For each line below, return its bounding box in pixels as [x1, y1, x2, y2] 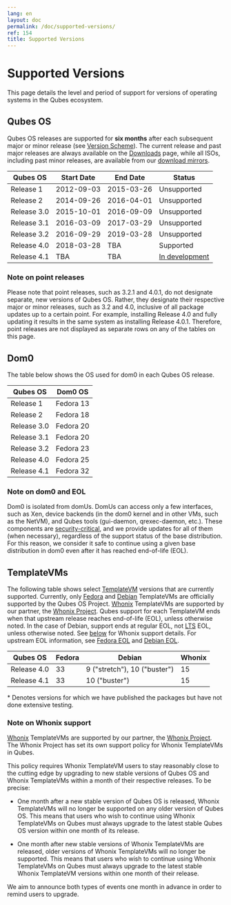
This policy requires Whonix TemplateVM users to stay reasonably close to [7, 762, 219, 770]
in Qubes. [7, 748, 34, 757]
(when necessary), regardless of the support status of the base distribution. [7, 532, 223, 540]
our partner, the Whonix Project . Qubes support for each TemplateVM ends [7, 607, 221, 615]
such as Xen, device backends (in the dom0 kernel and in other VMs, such [7, 510, 219, 519]
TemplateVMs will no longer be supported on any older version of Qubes [17, 805, 224, 813]
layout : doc [7, 17, 41, 24]
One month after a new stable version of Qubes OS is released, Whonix [17, 797, 220, 805]
